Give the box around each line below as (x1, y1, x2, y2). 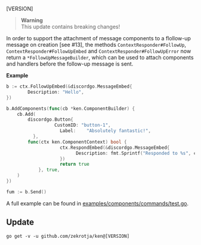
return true (59, 162, 90, 168)
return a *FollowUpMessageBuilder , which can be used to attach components (6, 54, 194, 61)
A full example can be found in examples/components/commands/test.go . (6, 199, 189, 207)
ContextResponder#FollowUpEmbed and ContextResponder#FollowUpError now (6, 47, 191, 55)
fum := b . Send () (6, 189, 47, 195)
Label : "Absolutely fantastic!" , (59, 128, 151, 134)
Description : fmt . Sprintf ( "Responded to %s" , (75, 150, 191, 156)
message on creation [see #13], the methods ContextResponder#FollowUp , (6, 41, 187, 48)
